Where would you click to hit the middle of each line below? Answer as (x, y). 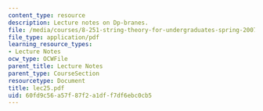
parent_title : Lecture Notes (56, 66)
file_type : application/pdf (54, 37)
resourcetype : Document (47, 81)
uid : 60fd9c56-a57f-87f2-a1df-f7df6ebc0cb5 (80, 95)
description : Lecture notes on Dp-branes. (78, 23)
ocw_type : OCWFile (38, 59)
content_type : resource (47, 15)
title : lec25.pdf (36, 88)
